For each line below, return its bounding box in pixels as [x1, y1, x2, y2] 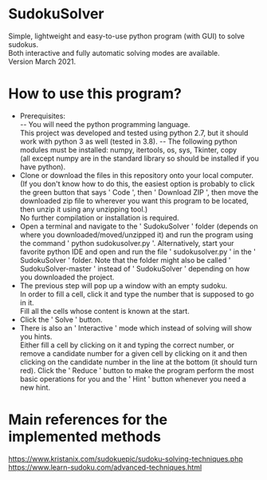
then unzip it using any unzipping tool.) [19, 204, 148, 214]
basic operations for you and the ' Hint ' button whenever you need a [19, 374, 247, 383]
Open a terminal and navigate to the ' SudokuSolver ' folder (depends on [19, 221, 259, 231]
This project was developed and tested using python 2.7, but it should [19, 128, 249, 137]
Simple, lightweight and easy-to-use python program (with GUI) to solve [8, 31, 245, 41]
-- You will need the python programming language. [19, 119, 190, 129]
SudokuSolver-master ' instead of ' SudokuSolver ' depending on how [19, 264, 250, 273]
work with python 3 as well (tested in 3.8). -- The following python [19, 137, 238, 146]
